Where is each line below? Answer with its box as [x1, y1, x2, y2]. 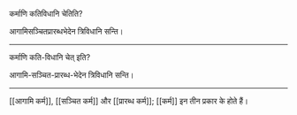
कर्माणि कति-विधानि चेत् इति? [9, 52, 91, 62]
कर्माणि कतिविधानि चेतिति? [9, 9, 83, 19]
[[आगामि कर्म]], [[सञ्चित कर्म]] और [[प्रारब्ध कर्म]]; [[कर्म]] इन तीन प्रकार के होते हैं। [9, 96, 249, 106]
